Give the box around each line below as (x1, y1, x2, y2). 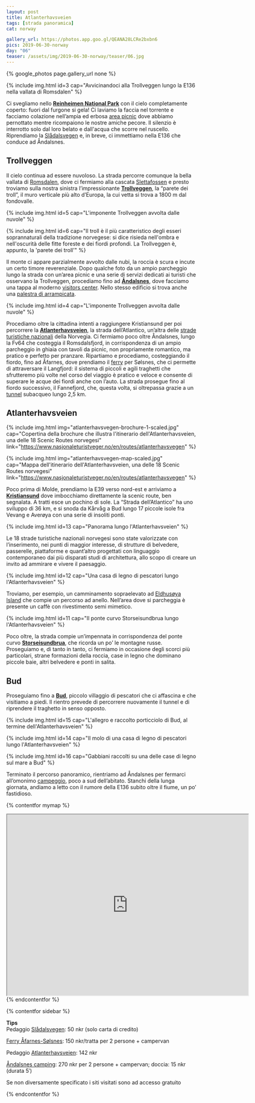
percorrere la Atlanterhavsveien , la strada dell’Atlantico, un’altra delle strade (6, 326, 197, 334)
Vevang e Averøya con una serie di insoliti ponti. (6, 511, 125, 519)
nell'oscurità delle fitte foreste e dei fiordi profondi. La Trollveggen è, (6, 240, 177, 247)
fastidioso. (6, 790, 33, 797)
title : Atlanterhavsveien (6, 14, 71, 21)
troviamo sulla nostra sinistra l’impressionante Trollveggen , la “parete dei (6, 185, 189, 192)
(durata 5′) (6, 1067, 32, 1075)
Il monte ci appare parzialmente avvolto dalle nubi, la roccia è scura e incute (6, 258, 195, 265)
